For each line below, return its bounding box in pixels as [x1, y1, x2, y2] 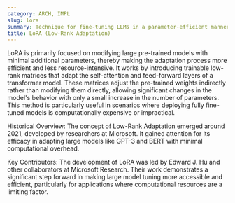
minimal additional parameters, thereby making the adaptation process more [7, 57, 227, 65]
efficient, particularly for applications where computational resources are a [7, 180, 222, 189]
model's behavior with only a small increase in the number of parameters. [7, 94, 220, 102]
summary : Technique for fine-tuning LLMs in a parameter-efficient [7, 23, 208, 30]
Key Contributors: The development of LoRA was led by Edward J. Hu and [7, 158, 220, 167]
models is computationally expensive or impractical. [25, 108, 176, 117]
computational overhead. [7, 144, 80, 153]
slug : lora [7, 17, 39, 24]
